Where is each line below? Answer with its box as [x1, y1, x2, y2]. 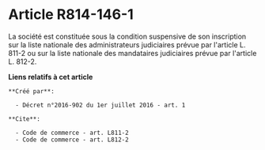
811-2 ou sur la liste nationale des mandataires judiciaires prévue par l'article [8, 48, 257, 58]
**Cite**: [8, 114, 41, 123]
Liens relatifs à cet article [8, 72, 93, 81]
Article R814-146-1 [8, 6, 134, 24]
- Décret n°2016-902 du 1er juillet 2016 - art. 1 [15, 101, 186, 109]
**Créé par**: [8, 87, 55, 96]
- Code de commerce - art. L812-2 [15, 136, 129, 144]
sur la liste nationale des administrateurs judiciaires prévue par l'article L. [8, 39, 246, 49]
